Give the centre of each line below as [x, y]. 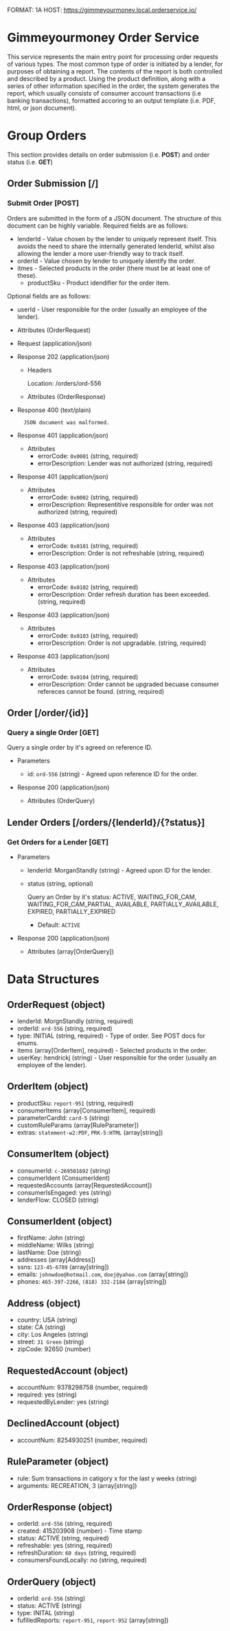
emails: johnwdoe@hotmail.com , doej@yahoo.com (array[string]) [103, 1274]
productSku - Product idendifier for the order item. [99, 283]
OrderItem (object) [48, 1087]
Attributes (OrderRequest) [54, 330]
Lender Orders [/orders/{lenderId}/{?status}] [106, 822]
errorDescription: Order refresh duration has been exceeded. [124, 594]
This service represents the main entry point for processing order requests [113, 56]
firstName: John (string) [51, 1238]
